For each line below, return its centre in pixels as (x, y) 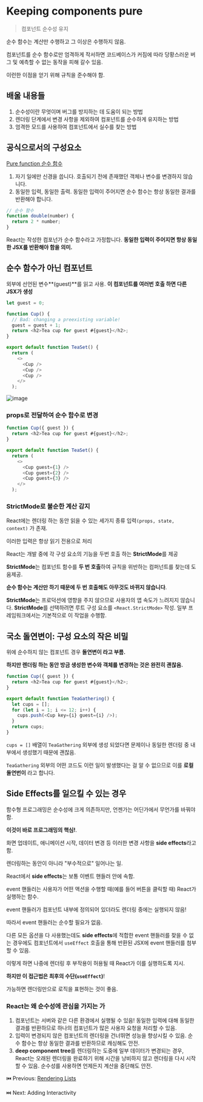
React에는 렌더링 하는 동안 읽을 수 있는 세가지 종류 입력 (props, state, (90, 521)
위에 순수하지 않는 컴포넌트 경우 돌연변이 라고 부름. (66, 652)
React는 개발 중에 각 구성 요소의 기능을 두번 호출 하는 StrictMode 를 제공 (92, 554)
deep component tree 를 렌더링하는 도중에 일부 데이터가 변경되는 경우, (99, 1051)
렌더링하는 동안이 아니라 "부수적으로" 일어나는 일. (65, 863)
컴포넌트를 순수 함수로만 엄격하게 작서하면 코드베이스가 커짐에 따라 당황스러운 (98, 54)
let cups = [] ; (31, 704)
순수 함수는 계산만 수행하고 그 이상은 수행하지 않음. (66, 41)
